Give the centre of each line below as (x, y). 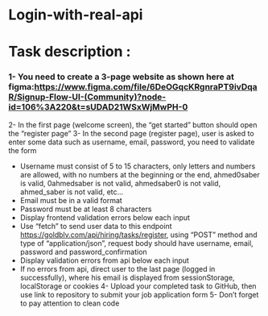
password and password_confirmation (83, 252)
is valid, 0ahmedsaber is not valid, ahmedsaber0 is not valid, (120, 183)
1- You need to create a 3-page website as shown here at (122, 77)
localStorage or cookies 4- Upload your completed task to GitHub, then (138, 286)
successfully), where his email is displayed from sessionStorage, (127, 277)
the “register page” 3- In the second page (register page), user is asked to (132, 133)
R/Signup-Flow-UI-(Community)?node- (87, 97)
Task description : (70, 52)
